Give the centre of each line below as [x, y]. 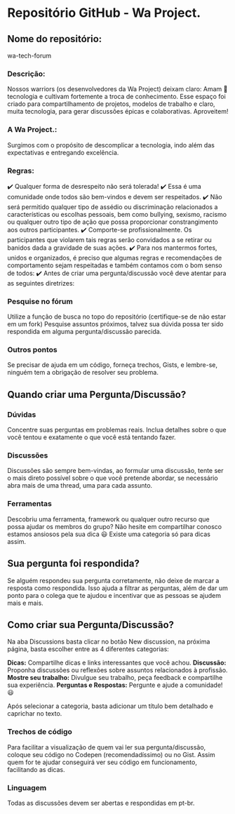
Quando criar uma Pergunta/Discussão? [97, 394]
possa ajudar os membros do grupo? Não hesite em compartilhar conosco [115, 526]
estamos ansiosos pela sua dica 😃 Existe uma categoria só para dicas [109, 534]
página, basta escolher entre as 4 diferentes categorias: [88, 649]
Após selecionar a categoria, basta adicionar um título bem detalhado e [110, 706]
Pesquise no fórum [40, 301]
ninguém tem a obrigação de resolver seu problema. [83, 373]
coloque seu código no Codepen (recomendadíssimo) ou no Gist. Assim [111, 754]
